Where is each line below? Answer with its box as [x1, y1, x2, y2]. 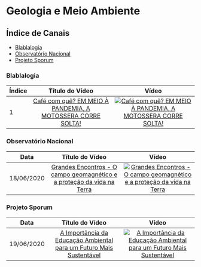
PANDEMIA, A [51, 105, 91, 113]
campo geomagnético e [50, 170, 118, 179]
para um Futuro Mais [54, 243, 114, 251]
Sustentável [68, 251, 101, 259]
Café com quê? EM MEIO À [32, 97, 109, 105]
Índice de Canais [6, 28, 70, 38]
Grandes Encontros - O [51, 162, 118, 171]
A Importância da [60, 228, 109, 237]
